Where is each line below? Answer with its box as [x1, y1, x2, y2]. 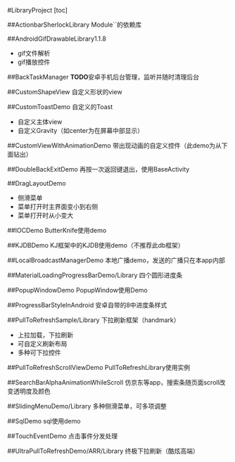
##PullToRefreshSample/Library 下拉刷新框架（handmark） [7, 316, 180, 324]
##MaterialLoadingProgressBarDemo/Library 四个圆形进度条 [7, 271, 183, 279]
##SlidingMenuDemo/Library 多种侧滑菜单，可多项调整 [7, 402, 167, 410]
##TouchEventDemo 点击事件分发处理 [7, 432, 118, 440]
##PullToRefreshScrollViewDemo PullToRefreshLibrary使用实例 [7, 364, 191, 371]
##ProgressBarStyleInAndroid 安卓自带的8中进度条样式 [7, 301, 167, 309]
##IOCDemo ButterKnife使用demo [7, 226, 107, 234]
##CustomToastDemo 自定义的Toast [7, 103, 113, 111]
